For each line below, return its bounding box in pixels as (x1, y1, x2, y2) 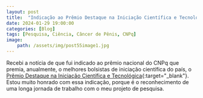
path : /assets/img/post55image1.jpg (17, 43, 110, 49)
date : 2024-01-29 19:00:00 (6, 20, 74, 26)
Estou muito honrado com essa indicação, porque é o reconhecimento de (6, 78, 189, 85)
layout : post (6, 8, 39, 15)
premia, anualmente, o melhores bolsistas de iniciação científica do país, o (6, 65, 192, 73)
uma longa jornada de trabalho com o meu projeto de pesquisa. (6, 85, 164, 92)
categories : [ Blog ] (6, 25, 56, 32)
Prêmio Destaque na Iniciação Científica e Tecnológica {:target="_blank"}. (6, 72, 189, 79)
